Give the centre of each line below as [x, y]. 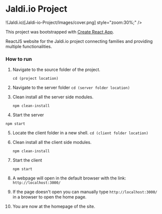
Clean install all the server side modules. [53, 97]
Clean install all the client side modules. [52, 143]
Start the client [27, 160]
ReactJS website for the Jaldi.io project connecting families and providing [79, 41]
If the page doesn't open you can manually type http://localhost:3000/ [85, 192]
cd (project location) [35, 79]
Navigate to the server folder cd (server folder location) [71, 88]
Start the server [28, 115]
